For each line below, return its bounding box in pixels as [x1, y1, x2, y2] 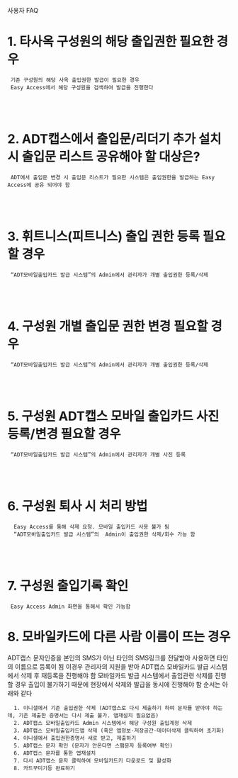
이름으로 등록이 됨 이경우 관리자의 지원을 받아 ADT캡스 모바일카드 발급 [14, 662, 209, 671]
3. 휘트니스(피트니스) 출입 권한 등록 [7, 229, 200, 244]
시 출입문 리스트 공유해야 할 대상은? [7, 149, 200, 165]
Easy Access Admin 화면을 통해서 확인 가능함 [10, 603, 131, 610]
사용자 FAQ [7, 6, 39, 14]
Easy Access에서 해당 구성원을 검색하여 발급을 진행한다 [10, 84, 154, 91]
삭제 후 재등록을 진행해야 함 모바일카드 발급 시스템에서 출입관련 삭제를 [20, 671, 214, 680]
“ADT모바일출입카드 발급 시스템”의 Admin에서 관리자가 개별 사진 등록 [10, 451, 186, 458]
